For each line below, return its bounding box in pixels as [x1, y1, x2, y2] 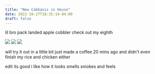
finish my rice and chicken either [5, 54, 70, 60]
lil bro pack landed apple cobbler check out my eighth [5, 30, 113, 36]
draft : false [5, 16, 32, 21]
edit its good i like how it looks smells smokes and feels [5, 64, 116, 70]
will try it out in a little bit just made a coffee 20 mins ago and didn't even [5, 49, 151, 55]
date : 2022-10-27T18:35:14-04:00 [5, 12, 73, 17]
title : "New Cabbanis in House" [5, 7, 70, 12]
